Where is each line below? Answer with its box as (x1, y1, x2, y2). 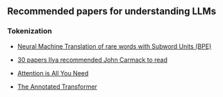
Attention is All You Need (17, 69, 89, 77)
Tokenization (7, 26, 52, 36)
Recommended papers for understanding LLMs (7, 6, 217, 17)
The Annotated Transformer (17, 82, 97, 91)
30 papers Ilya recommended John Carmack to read (17, 55, 168, 64)
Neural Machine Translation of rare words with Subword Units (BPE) (17, 42, 212, 51)
